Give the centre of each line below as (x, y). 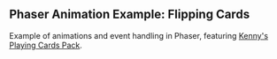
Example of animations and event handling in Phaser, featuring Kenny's (138, 35)
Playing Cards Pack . (46, 45)
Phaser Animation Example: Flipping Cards (130, 15)
